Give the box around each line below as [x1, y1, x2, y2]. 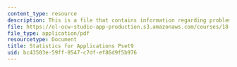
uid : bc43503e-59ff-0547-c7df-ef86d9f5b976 [7, 50, 138, 57]
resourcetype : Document [7, 36, 78, 43]
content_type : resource [7, 10, 78, 17]
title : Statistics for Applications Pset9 [7, 43, 134, 50]
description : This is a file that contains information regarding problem [7, 17, 232, 24]
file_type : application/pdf [7, 29, 90, 37]
